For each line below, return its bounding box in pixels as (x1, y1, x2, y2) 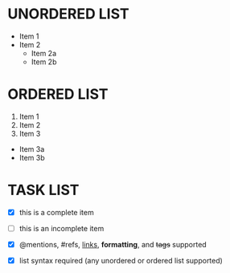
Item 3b (18, 153, 45, 162)
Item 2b (31, 57, 57, 67)
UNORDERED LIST (7, 5, 129, 23)
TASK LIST (7, 181, 80, 199)
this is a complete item (18, 207, 94, 217)
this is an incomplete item (18, 223, 105, 233)
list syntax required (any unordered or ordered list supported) (18, 256, 223, 265)
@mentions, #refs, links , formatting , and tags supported (18, 239, 207, 249)
